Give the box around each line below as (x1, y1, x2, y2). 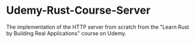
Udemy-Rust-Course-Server (6, 4, 151, 17)
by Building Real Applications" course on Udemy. (6, 29, 126, 36)
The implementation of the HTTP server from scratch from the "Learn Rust (6, 23, 190, 30)
